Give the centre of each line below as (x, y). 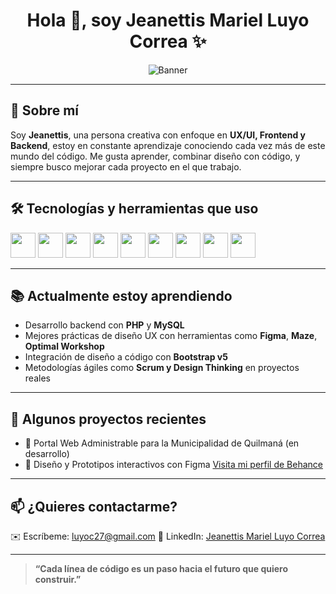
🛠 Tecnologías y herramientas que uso (134, 209)
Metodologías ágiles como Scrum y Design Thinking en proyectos (162, 368)
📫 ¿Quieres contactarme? (94, 506)
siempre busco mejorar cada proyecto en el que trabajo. (126, 166)
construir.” (58, 579)
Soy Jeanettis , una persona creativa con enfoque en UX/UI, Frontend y (158, 135)
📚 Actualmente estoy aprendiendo (121, 295)
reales (37, 378)
